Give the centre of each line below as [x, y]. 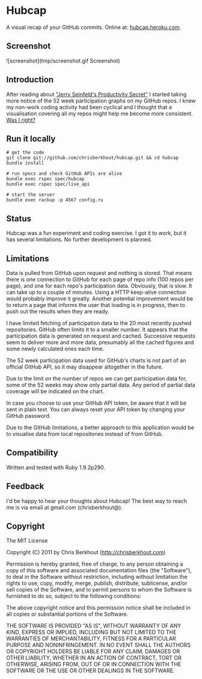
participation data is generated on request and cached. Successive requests [101, 336]
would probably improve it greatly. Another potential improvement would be [100, 298]
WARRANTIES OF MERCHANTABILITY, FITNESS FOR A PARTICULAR [91, 639]
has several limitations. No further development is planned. [79, 239]
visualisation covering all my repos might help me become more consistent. [100, 113]
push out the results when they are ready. [58, 311]
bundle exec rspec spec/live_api [48, 185]
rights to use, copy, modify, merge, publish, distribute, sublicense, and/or [97, 583]
